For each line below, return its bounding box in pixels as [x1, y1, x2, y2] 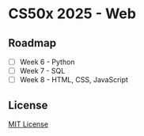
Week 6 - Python [19, 57, 75, 66]
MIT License [8, 119, 49, 129]
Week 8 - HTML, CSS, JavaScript [19, 75, 129, 85]
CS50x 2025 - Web [8, 5, 137, 23]
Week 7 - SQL [19, 66, 66, 76]
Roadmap [8, 36, 57, 50]
